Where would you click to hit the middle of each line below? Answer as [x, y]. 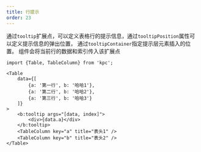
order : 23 [19, 18]
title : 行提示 [23, 12]
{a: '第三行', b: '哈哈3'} [60, 98]
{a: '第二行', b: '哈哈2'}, [62, 92]
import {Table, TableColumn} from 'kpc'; [60, 63]
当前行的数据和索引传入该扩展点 [80, 51]
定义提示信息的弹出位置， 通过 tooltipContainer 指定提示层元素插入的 [98, 43]
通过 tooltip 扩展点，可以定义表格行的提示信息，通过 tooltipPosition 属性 [98, 36]
